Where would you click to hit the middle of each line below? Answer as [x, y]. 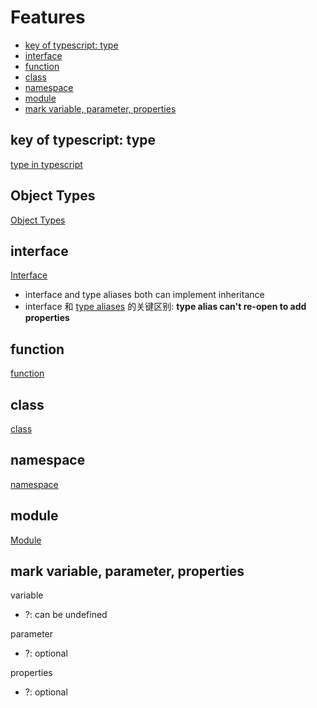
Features [48, 17]
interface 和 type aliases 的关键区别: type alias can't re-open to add [165, 307]
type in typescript [46, 164]
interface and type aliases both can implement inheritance [144, 295]
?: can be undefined [66, 615]
